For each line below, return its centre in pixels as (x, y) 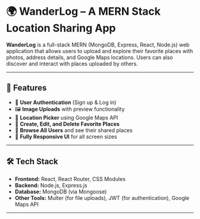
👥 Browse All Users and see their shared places (74, 130)
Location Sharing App (61, 28)
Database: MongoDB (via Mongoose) (61, 192)
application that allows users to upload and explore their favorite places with (100, 51)
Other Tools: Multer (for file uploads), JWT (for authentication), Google (102, 198)
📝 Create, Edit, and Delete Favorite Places (67, 124)
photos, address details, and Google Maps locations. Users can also (90, 57)
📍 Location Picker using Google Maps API (66, 117)
